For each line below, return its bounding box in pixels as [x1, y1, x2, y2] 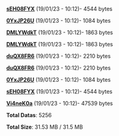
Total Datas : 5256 [6, 112, 52, 118]
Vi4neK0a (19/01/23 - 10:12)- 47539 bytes [6, 100, 114, 107]
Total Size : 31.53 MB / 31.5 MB [6, 123, 84, 131]
